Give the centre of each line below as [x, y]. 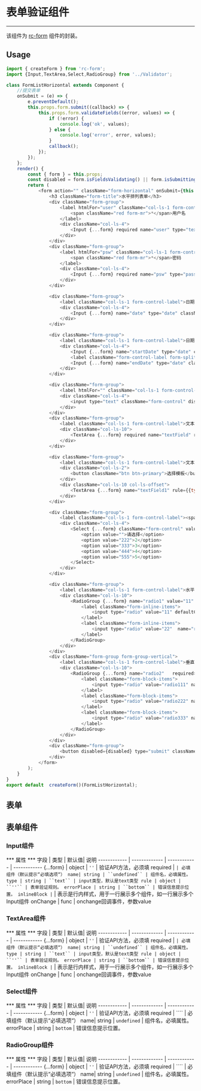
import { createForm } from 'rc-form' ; [56, 69]
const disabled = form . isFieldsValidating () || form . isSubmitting [112, 180]
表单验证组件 [38, 12]
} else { [60, 129]
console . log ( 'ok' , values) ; [95, 124]
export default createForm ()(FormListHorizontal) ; [72, 785]
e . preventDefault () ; [53, 102]
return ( [39, 185]
